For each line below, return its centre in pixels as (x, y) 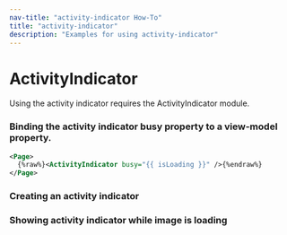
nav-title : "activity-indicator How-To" (86, 17)
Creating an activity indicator (74, 196)
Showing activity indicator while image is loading (118, 221)
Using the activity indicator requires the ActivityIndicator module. (130, 103)
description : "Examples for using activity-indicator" (114, 34)
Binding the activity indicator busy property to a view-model (143, 126)
